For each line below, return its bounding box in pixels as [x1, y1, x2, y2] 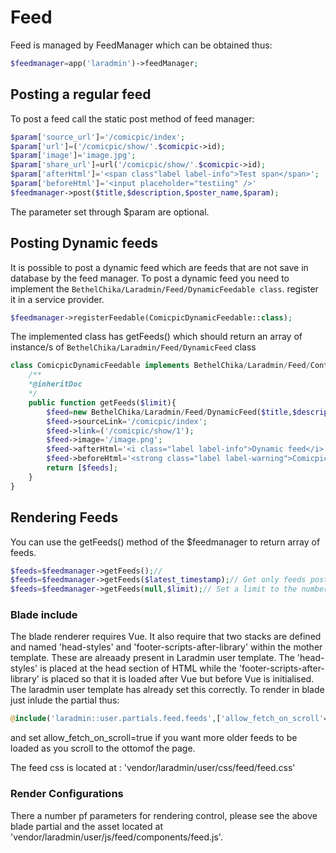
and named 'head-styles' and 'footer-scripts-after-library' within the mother [10, 641, 323, 653]
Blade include [10, 608, 78, 622]
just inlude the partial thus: [10, 694, 120, 706]
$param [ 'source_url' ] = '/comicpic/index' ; [10, 132, 186, 142]
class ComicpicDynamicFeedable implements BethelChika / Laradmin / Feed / [10, 361, 311, 371]
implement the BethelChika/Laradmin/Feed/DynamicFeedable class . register [10, 282, 319, 295]
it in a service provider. [10, 293, 105, 305]
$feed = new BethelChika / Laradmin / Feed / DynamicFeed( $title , [46, 407, 293, 417]
